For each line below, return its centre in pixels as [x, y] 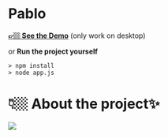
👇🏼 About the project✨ [84, 104]
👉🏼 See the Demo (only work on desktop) [77, 35]
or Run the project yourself [53, 51]
